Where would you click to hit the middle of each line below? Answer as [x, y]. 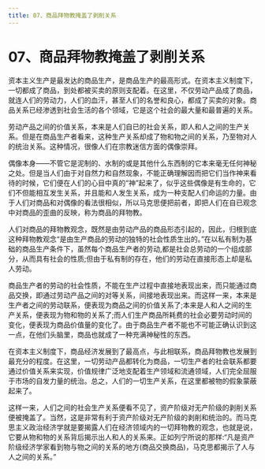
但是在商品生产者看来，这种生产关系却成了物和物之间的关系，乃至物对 [136, 136]
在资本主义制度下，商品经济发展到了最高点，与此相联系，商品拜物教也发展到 [132, 351]
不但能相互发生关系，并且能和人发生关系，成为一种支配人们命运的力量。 [132, 192]
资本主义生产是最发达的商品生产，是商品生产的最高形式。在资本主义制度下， [132, 80]
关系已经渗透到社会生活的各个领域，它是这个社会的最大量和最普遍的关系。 [136, 110]
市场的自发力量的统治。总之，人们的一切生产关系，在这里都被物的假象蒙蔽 [136, 381]
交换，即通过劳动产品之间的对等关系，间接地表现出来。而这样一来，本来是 [136, 295]
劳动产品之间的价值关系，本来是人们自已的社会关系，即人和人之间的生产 [125, 126]
